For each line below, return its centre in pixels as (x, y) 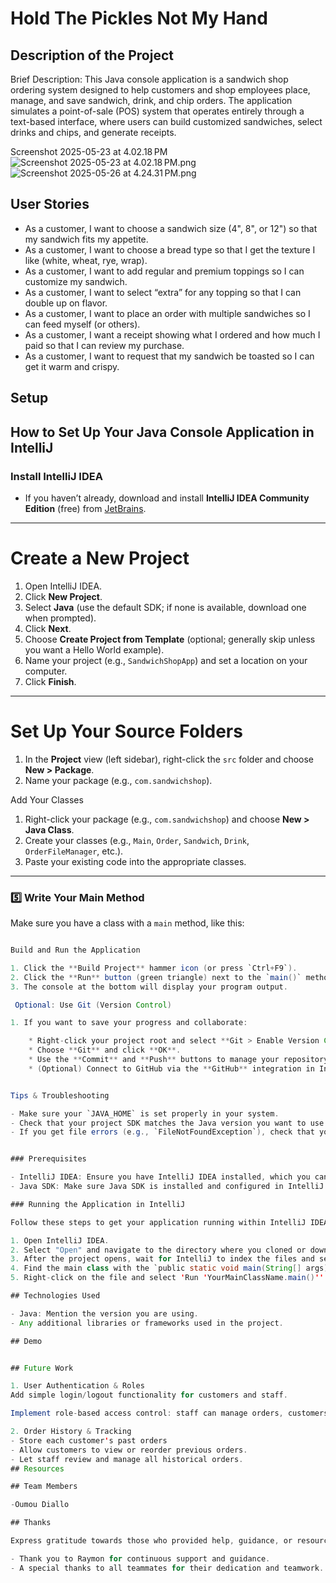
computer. (46, 671)
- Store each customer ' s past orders (89, 1440)
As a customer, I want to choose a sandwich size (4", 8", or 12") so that (171, 228)
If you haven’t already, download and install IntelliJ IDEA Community (167, 498)
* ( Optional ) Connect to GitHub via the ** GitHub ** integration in (171, 1068)
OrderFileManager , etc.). (74, 851)
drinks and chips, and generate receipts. (93, 132)
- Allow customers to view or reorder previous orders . (129, 1450)
